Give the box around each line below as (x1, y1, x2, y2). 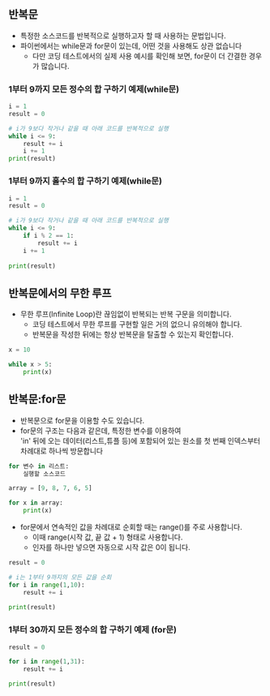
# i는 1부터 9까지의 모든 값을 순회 (8, 573, 112, 582)
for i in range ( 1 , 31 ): (8, 658, 85, 666)
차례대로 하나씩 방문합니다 (19, 445, 104, 456)
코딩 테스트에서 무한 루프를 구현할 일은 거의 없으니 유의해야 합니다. (32, 320, 242, 329)
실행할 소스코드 (23, 470, 66, 478)
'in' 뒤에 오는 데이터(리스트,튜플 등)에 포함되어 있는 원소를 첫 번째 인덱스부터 (19, 436, 261, 445)
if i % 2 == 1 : (23, 232, 75, 240)
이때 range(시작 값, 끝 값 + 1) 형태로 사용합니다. (32, 532, 183, 542)
